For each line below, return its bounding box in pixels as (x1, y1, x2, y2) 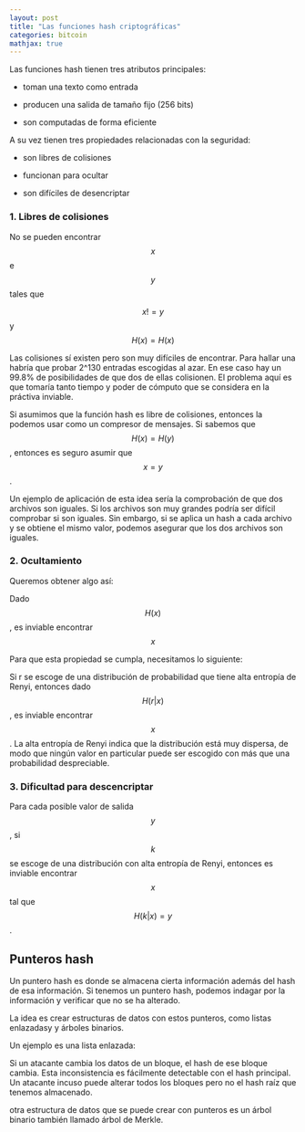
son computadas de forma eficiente (22, 117, 158, 128)
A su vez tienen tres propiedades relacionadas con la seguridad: (9, 134, 251, 146)
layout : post (9, 13, 59, 23)
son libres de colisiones (22, 152, 112, 163)
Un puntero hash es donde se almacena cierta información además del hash (9, 975, 296, 986)
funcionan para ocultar (22, 170, 109, 181)
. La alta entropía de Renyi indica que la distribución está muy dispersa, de (9, 738, 289, 749)
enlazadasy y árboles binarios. (9, 1022, 125, 1032)
